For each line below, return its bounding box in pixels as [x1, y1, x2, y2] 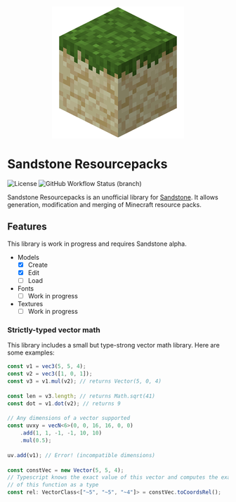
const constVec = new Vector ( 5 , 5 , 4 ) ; [7, 466, 124, 474]
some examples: [7, 348, 55, 357]
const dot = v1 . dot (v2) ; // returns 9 [7, 399, 121, 407]
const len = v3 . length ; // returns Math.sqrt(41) [7, 392, 156, 399]
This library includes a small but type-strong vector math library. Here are [7, 341, 220, 350]
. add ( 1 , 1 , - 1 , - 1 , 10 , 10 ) [20, 430, 103, 437]
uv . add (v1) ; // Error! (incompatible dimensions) [7, 451, 156, 458]
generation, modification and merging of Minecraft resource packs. [7, 200, 202, 209]
